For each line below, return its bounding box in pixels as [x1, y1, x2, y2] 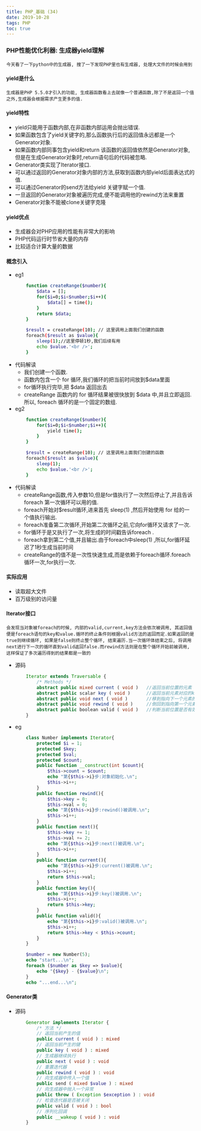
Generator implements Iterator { [26, 1019, 109, 1026]
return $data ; [36, 311, 72, 317]
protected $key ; [36, 746, 77, 752]
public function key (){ [36, 885, 96, 891]
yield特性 [6, 109, 30, 117]
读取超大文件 [14, 587, 47, 595]
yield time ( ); [47, 427, 83, 434]
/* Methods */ [36, 679, 72, 685]
